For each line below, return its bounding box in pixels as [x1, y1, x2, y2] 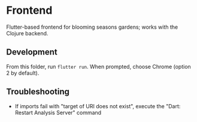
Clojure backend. [6, 29, 49, 36]
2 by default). [6, 69, 40, 77]
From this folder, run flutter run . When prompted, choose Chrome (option [6, 63, 192, 70]
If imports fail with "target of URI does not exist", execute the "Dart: [14, 102, 181, 109]
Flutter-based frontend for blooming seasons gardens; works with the [6, 23, 178, 30]
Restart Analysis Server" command [14, 109, 102, 116]
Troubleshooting [6, 87, 70, 97]
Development [6, 47, 58, 57]
